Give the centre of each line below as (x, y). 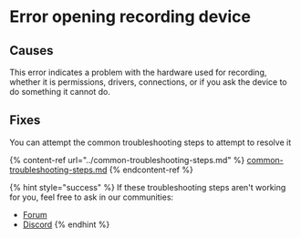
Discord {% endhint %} (66, 224)
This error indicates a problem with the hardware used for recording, (138, 72)
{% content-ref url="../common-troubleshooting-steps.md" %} (127, 160)
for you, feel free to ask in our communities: (92, 197)
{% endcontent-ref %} (151, 170)
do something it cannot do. (60, 92)
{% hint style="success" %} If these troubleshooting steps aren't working (148, 187)
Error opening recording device (130, 17)
